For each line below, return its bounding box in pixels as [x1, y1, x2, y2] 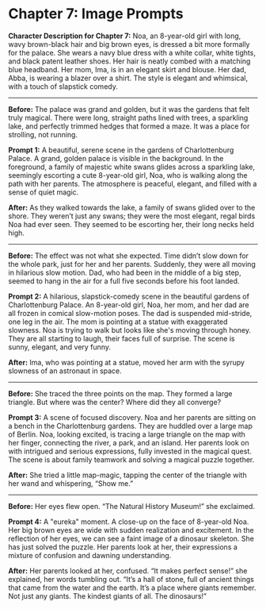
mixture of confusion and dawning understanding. [8, 550, 172, 560]
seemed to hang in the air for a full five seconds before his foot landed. [8, 276, 240, 286]
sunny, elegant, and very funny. [8, 342, 111, 352]
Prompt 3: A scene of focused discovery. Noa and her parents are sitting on [8, 412, 256, 422]
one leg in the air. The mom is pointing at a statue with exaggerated [8, 317, 228, 326]
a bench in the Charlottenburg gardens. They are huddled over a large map [8, 421, 253, 430]
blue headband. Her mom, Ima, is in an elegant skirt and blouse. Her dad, [8, 64, 247, 74]
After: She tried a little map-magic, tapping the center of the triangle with [8, 470, 247, 480]
